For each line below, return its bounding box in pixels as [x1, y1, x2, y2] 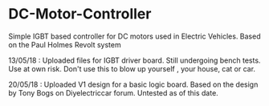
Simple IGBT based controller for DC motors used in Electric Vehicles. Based [8, 31, 261, 41]
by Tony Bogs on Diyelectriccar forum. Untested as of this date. [8, 88, 218, 97]
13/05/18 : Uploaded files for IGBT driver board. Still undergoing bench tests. [8, 55, 261, 65]
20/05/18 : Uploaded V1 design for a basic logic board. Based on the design [8, 79, 259, 89]
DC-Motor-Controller [8, 5, 152, 23]
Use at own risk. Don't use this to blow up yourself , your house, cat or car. [8, 63, 255, 73]
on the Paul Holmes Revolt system [8, 39, 122, 49]
